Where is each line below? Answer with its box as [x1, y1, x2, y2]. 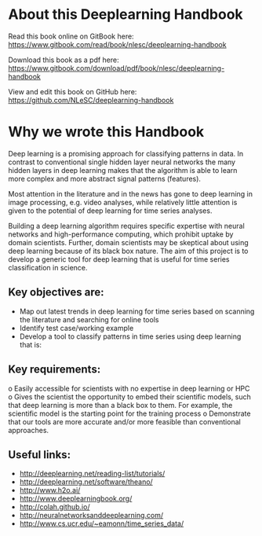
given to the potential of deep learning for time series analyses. [8, 206, 213, 215]
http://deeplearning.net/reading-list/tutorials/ [19, 469, 166, 479]
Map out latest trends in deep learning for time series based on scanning [19, 307, 255, 316]
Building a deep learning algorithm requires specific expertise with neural [8, 221, 245, 230]
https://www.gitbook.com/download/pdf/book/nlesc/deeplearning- [8, 63, 225, 72]
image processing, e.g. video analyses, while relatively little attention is [8, 197, 238, 207]
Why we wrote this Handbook [8, 123, 205, 141]
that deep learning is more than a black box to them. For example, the [8, 400, 233, 409]
